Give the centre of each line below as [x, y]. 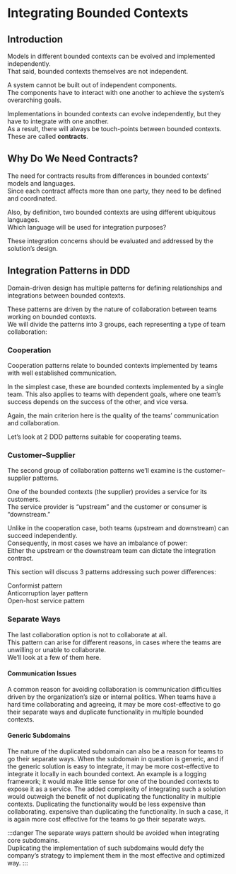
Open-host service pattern [46, 601]
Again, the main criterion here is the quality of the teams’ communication [113, 415]
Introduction [35, 39]
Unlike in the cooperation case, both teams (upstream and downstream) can [118, 528]
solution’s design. [33, 248]
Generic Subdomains [39, 736]
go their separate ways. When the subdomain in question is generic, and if [116, 758]
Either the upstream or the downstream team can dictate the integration [112, 551]
